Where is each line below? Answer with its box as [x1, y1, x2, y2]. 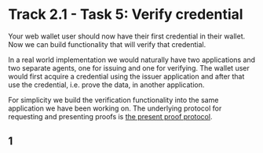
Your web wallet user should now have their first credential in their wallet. [8, 31, 246, 41]
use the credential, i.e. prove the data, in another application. [8, 80, 205, 89]
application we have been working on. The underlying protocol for [8, 104, 222, 113]
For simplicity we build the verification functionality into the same [8, 95, 219, 104]
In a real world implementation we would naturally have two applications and [8, 55, 256, 64]
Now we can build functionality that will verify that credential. [8, 39, 206, 49]
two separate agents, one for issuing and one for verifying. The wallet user [8, 63, 250, 72]
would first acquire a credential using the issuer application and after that [8, 71, 245, 81]
